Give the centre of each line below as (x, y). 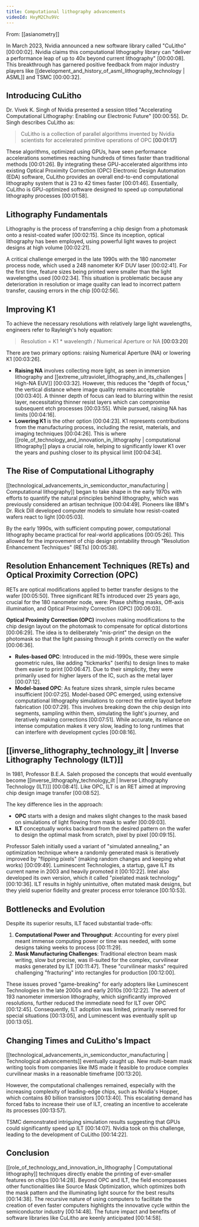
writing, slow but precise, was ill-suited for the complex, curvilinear (97, 960)
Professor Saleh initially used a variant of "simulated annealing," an (88, 846)
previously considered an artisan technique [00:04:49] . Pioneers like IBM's (98, 504)
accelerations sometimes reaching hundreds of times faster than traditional (98, 158)
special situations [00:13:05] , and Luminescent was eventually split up (92, 1016)
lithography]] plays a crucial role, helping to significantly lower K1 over (100, 446)
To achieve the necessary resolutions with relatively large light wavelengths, (99, 323)
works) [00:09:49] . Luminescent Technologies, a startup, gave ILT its (90, 865)
